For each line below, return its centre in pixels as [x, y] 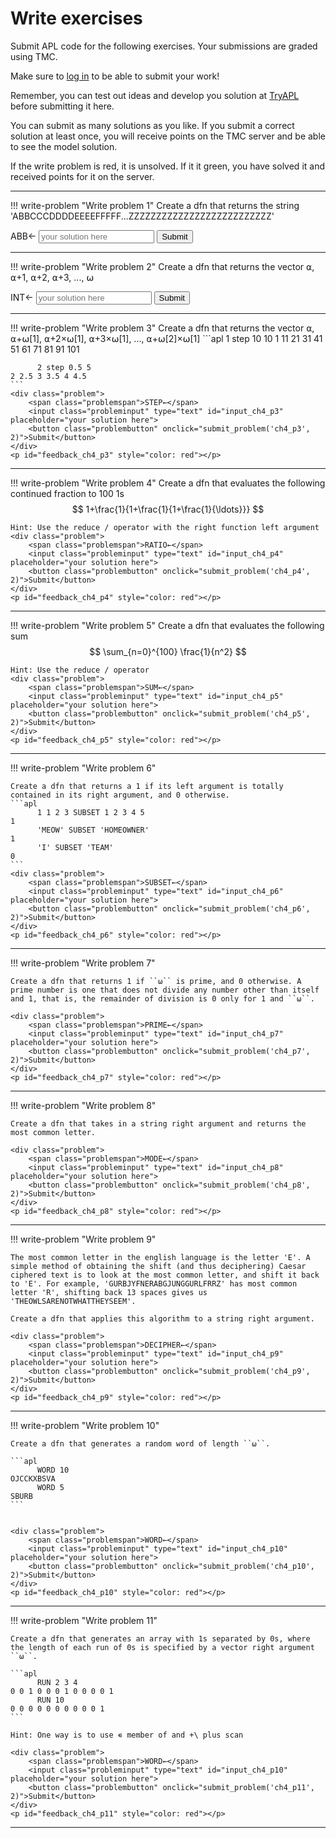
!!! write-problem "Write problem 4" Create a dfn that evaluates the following [168, 483]
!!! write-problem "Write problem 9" [83, 1239]
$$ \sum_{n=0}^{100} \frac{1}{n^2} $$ [168, 651]
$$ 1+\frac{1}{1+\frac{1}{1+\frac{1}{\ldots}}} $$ [168, 509]
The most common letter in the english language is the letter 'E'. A [160, 1257]
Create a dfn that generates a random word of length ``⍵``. [140, 1443]
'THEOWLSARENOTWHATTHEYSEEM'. [73, 1301]
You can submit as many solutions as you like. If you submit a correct [152, 125]
